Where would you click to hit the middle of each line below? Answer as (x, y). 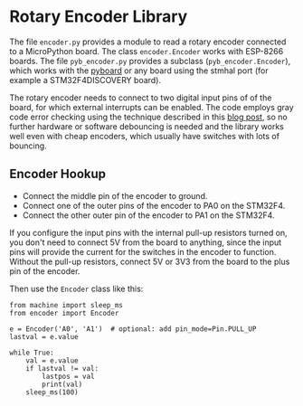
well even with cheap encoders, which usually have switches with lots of (145, 136)
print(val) (62, 384)
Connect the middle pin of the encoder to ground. (115, 195)
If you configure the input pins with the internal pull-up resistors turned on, (148, 232)
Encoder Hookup (58, 174)
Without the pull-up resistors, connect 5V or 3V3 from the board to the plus (150, 261)
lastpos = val (68, 376)
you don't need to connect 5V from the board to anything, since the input (146, 242)
